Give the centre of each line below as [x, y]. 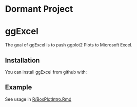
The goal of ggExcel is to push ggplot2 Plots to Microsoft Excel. [69, 45]
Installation [22, 60]
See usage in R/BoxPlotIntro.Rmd [38, 99]
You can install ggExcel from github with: [46, 72]
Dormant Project [39, 9]
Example [19, 87]
